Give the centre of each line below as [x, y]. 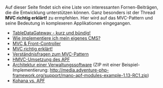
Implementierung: [30, 70]
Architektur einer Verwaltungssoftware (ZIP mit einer [66, 65]
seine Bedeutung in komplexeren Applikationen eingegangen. [68, 23]
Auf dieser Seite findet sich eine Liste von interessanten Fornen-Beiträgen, [82, 7]
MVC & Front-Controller [37, 43]
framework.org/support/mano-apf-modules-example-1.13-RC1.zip [80, 75]
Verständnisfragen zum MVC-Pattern [50, 54]
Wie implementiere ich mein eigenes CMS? [56, 38]
